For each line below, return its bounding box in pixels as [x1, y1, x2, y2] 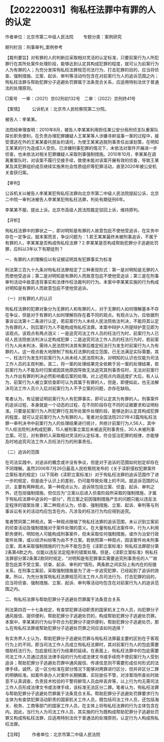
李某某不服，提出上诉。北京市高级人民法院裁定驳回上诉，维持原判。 [5, 206, 142, 213]
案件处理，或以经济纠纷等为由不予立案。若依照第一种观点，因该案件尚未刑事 [5, 537, 159, 543]
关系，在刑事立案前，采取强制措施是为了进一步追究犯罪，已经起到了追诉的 [5, 567, 155, 573]
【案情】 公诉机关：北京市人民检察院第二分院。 [5, 106, 109, 112]
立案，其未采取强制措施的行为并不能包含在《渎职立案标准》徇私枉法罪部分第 [5, 543, 159, 549]
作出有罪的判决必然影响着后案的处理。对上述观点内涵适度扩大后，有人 [13, 373, 155, 379]
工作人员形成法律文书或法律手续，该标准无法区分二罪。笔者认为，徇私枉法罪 [5, 684, 159, 690]
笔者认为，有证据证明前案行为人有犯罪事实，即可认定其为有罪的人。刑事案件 [5, 396, 159, 402]
